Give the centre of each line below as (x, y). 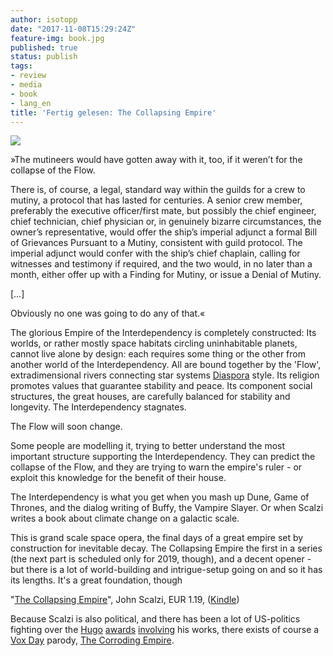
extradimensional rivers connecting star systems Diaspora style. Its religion (165, 375)
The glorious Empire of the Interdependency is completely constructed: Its (163, 333)
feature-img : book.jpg (57, 38)
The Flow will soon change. (66, 427)
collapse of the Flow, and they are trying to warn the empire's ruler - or (156, 467)
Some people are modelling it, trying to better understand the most (148, 446)
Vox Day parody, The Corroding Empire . (92, 640)
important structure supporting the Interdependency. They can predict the (163, 457)
